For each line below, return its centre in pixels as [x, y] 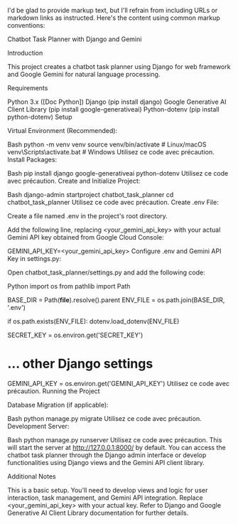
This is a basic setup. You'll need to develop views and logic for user [108, 490]
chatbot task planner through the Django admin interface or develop [107, 455]
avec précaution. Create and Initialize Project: [74, 181]
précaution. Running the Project [54, 391]
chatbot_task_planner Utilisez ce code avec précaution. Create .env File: [113, 202]
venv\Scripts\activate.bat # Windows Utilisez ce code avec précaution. [111, 152]
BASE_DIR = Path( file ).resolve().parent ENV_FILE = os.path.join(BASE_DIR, [116, 300]
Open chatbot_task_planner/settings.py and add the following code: [107, 272]
